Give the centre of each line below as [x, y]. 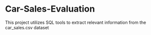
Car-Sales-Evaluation [50, 9]
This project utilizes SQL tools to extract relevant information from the [76, 22]
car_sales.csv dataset [27, 27]
